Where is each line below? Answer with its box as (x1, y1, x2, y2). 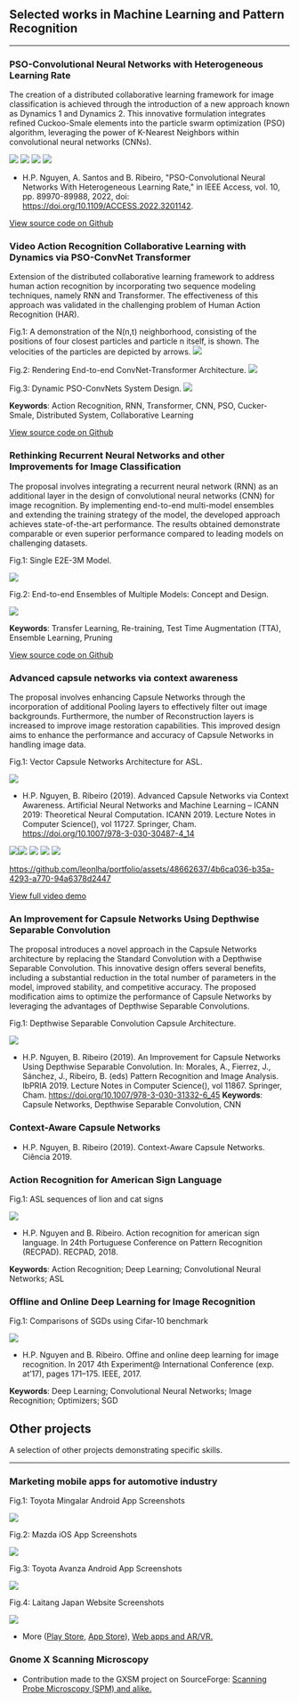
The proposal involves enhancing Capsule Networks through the (9, 692, 246, 702)
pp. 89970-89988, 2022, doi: (21, 191, 130, 202)
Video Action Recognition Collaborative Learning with (9, 240, 246, 253)
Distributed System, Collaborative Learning (36, 410, 194, 421)
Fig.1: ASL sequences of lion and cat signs (9, 1193, 164, 1204)
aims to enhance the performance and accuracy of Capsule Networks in (9, 730, 274, 740)
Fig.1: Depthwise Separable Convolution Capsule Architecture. (9, 1018, 237, 1029)
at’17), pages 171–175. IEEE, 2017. (21, 1368, 142, 1379)
